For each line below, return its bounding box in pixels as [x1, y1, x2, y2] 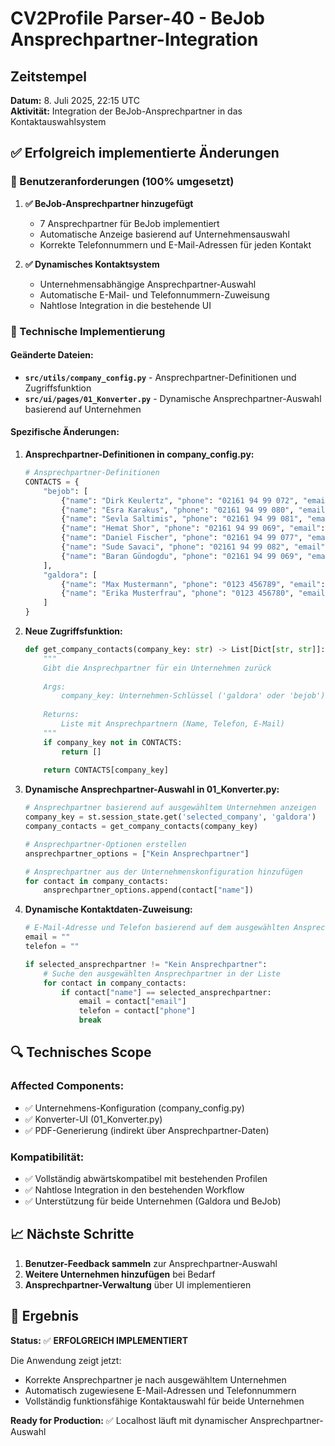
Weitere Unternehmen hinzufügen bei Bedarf [24, 1268, 216, 1280]
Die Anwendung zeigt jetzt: [10, 1354, 122, 1366]
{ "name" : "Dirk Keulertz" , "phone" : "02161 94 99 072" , [61, 495, 299, 506]
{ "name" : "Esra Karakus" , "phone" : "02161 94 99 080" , [61, 505, 295, 515]
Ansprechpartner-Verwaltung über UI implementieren [24, 1278, 252, 1291]
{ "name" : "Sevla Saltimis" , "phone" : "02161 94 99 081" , [61, 514, 303, 524]
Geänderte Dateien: [10, 349, 94, 361]
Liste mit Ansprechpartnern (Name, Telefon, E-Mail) [61, 719, 286, 729]
